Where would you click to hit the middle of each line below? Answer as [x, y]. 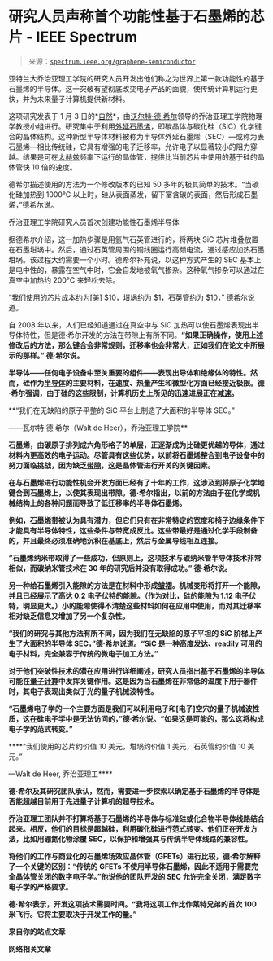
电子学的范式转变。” [41, 729]
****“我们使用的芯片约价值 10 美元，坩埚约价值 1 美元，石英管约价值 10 [127, 746]
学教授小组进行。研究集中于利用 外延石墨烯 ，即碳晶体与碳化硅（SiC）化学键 [135, 126]
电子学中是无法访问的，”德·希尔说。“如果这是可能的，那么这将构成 [154, 718]
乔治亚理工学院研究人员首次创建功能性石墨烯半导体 [94, 222]
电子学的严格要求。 [41, 886]
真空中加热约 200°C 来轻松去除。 [64, 280]
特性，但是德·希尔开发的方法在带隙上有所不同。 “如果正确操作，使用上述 [143, 335]
